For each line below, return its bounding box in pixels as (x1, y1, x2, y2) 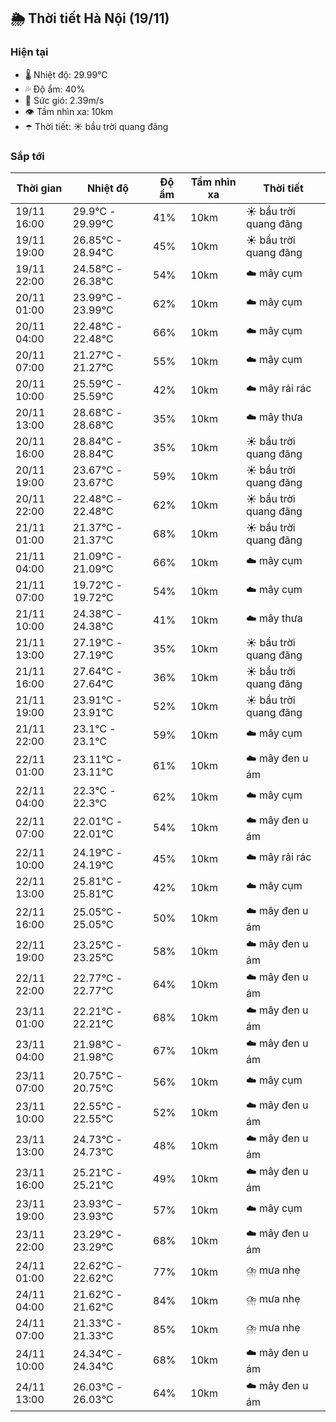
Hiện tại (10, 45, 49, 59)
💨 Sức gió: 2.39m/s (24, 94, 105, 106)
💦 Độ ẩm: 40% (24, 83, 86, 95)
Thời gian (16, 181, 63, 195)
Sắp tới (10, 149, 45, 163)
